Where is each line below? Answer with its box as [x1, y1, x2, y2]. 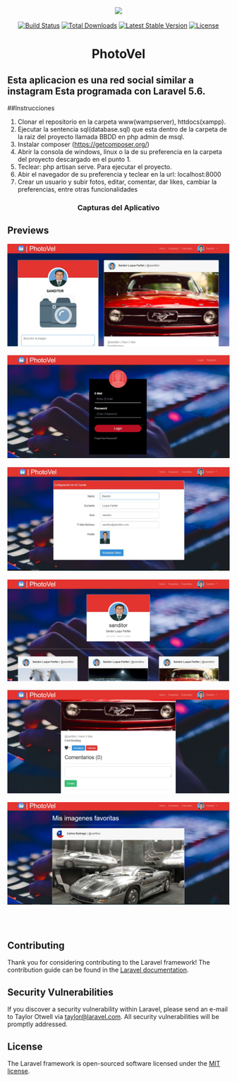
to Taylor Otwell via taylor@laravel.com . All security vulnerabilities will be [7, 1013, 220, 1021]
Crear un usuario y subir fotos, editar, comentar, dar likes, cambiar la [17, 177, 217, 186]
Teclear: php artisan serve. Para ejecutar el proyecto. [17, 163, 173, 171]
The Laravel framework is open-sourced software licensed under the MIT [7, 1059, 221, 1067]
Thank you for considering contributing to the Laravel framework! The [7, 958, 210, 967]
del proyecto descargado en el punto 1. [17, 155, 132, 163]
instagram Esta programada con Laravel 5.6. [7, 85, 206, 97]
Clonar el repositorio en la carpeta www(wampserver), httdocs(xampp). [17, 117, 226, 126]
